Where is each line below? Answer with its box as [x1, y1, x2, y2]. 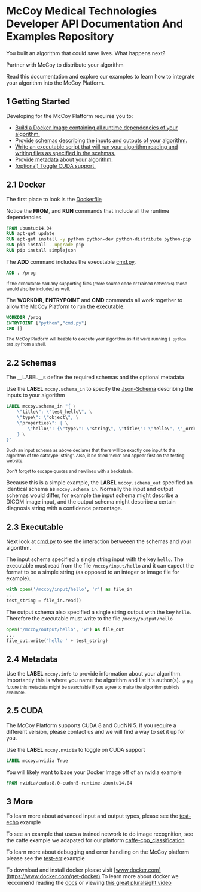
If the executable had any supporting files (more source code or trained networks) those [6, 281, 188, 287]
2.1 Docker [6, 180, 46, 190]
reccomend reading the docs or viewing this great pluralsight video [6, 879, 172, 887]
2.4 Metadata [6, 654, 58, 664]
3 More [6, 797, 33, 807]
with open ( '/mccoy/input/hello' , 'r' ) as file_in [6, 586, 133, 593]
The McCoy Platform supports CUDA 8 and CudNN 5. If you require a [6, 721, 176, 729]
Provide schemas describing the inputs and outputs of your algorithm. [14, 137, 187, 144]
